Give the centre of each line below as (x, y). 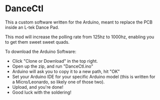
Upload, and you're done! (38, 87)
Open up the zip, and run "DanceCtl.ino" (53, 66)
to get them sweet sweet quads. (37, 42)
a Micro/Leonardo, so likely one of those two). (58, 82)
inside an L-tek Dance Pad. (32, 27)
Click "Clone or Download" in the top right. (55, 61)
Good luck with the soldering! (42, 92)
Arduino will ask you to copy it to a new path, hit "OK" (66, 71)
